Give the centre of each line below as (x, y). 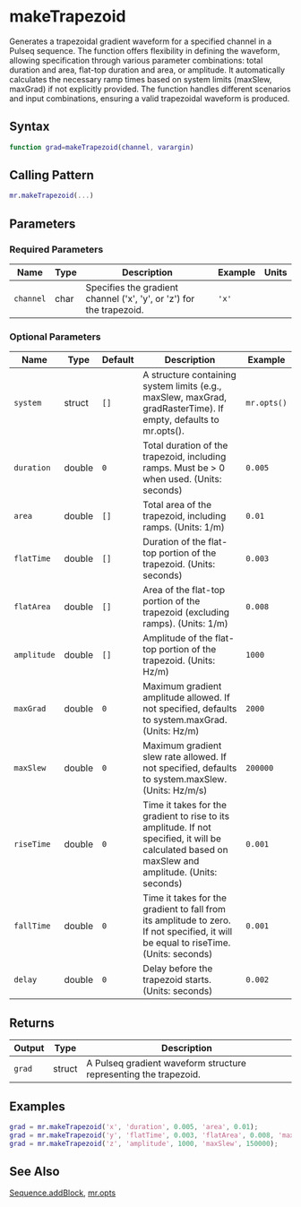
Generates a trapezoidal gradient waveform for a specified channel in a (141, 41)
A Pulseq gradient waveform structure (166, 1064)
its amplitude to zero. (187, 920)
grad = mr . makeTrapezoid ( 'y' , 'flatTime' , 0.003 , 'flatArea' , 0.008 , (142, 1135)
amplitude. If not (177, 828)
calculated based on (185, 850)
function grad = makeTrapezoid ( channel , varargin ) (102, 147)
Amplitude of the (178, 638)
